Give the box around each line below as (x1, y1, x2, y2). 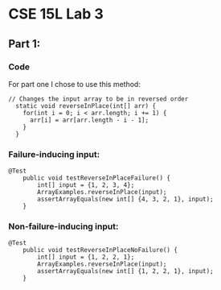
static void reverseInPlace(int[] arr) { (15, 101, 157, 110)
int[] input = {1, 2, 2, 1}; (37, 253, 135, 262)
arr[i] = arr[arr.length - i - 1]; (29, 116, 149, 124)
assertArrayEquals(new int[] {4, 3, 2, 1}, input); (37, 195, 215, 204)
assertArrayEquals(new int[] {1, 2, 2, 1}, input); (37, 267, 215, 275)
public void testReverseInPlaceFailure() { (23, 174, 171, 182)
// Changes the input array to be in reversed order (8, 94, 189, 103)
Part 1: (8, 37, 41, 51)
